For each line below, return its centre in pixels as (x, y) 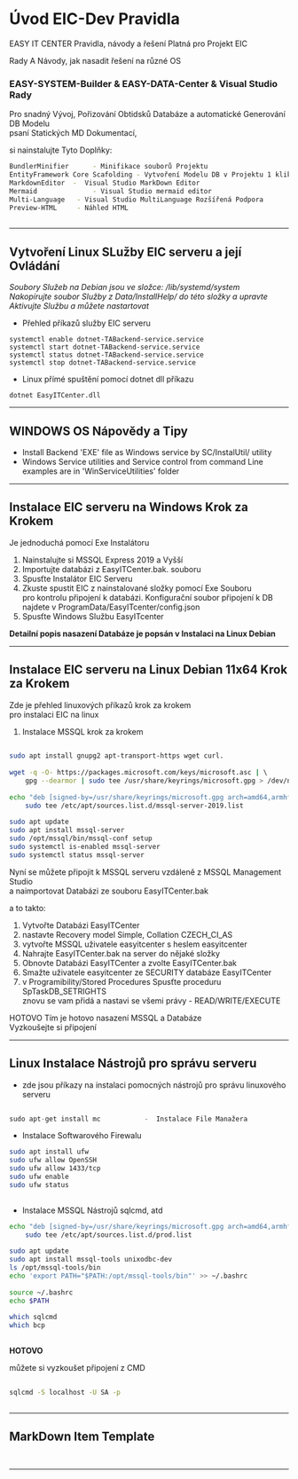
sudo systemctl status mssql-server (77, 855)
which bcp (27, 1326)
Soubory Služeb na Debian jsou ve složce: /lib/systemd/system (125, 287)
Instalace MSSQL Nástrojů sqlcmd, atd (92, 1210)
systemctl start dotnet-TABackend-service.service (105, 347)
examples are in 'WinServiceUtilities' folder (101, 471)
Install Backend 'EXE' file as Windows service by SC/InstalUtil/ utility (147, 452)
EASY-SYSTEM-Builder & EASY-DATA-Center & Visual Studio (143, 83)
